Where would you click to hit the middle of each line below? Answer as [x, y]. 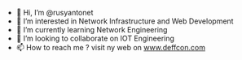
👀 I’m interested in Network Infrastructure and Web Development [125, 21]
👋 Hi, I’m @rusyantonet [55, 13]
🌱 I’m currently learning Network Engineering [92, 30]
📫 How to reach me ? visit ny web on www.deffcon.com [111, 47]
